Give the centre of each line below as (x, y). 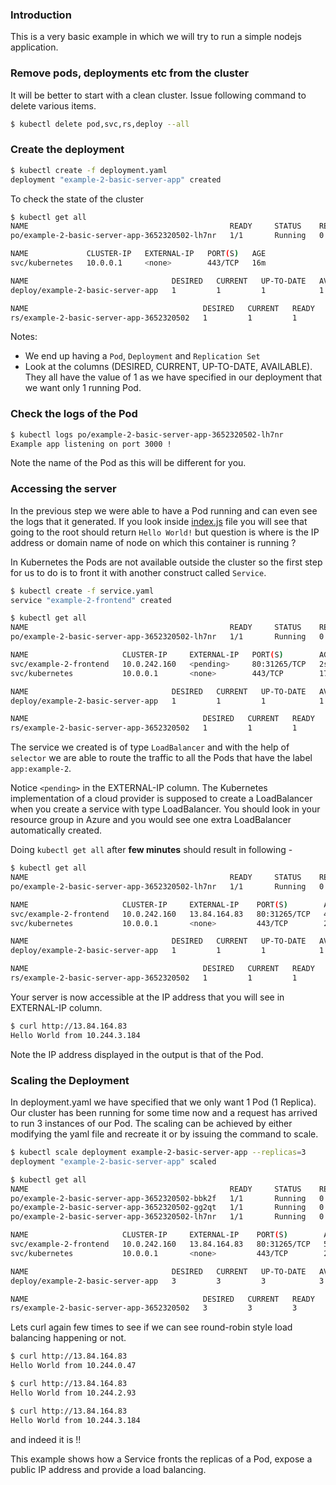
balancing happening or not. (68, 1338)
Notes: (24, 337)
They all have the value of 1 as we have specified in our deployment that (173, 377)
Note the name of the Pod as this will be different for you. (128, 463)
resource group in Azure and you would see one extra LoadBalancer (151, 820)
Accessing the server (63, 489)
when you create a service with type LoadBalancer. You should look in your (165, 809)
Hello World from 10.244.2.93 (73, 1393)
